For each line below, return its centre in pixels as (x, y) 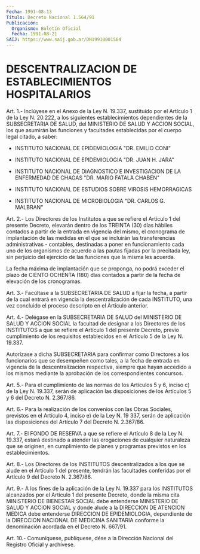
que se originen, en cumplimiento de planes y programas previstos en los (96, 446)
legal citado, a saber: (32, 136)
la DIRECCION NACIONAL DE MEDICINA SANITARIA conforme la (85, 520)
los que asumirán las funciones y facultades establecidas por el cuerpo (94, 130)
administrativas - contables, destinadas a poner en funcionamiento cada (95, 244)
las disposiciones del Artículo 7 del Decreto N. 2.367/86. (76, 422)
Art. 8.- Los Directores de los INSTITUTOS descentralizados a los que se (96, 464)
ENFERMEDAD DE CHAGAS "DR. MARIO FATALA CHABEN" (87, 178)
